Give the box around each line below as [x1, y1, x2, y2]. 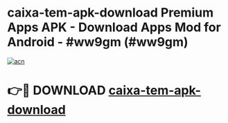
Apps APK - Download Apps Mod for [7, 19, 222, 35]
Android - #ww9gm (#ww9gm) [7, 35, 188, 50]
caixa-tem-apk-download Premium [7, 5, 213, 21]
